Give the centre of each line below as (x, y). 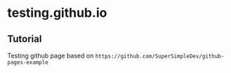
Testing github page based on (51, 55)
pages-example (28, 62)
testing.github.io (57, 13)
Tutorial (25, 39)
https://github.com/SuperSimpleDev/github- (160, 56)
